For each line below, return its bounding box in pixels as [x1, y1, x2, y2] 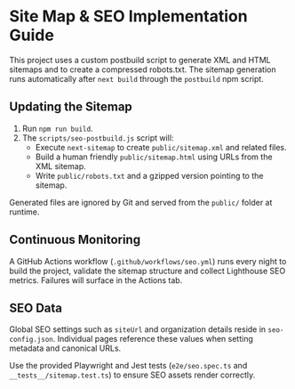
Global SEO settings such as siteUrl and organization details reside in [9, 324, 267, 335]
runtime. [9, 207, 40, 217]
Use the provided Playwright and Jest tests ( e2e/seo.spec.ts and [9, 361, 248, 371]
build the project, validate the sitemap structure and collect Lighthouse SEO [9, 265, 286, 276]
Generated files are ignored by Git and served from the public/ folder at [9, 197, 273, 207]
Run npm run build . [21, 123, 93, 134]
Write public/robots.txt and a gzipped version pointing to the [35, 170, 264, 181]
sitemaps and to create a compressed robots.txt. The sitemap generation [9, 64, 276, 75]
